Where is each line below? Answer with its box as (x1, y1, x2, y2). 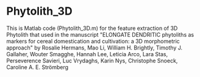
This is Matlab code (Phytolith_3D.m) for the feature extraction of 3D (6, 24, 178, 32)
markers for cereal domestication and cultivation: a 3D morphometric (6, 37, 180, 45)
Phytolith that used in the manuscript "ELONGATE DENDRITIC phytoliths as (6, 31, 194, 38)
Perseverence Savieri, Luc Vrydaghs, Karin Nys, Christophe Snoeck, (6, 57, 178, 64)
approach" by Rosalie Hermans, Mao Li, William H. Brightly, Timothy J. (6, 44, 183, 51)
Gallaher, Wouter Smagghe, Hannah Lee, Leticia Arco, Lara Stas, (6, 50, 168, 57)
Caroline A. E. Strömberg (6, 63, 69, 71)
